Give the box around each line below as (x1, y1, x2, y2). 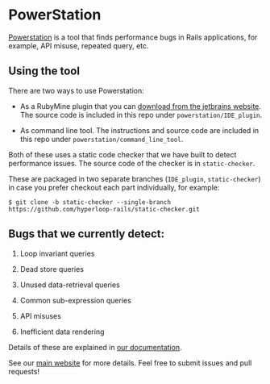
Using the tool (8, 65, 81, 78)
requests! (8, 366, 40, 376)
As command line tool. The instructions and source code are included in (19, 125, 260, 135)
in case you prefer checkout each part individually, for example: (8, 182, 220, 192)
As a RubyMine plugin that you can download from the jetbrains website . (19, 101, 262, 111)
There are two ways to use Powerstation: (8, 86, 145, 95)
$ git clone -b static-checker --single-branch (8, 198, 172, 207)
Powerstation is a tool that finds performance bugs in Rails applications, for (8, 32, 258, 42)
